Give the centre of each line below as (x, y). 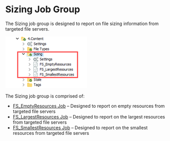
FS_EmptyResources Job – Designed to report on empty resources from (89, 106)
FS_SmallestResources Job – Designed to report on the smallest (80, 127)
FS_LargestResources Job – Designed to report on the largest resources (89, 116)
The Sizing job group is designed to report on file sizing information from (82, 24)
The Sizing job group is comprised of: (45, 96)
